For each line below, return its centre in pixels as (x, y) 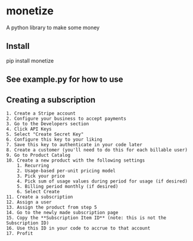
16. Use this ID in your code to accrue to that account (78, 228)
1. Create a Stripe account (41, 113)
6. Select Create (38, 191)
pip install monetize (30, 60)
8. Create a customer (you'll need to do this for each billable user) (97, 150)
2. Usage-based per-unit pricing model (66, 171)
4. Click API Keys (29, 129)
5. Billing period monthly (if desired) (68, 186)
